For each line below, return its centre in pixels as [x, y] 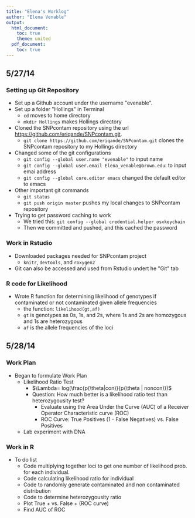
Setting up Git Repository [42, 90]
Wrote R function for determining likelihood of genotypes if [85, 297]
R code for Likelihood [37, 284]
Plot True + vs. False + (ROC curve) [66, 503]
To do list [25, 460]
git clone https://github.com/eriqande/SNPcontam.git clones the [104, 140]
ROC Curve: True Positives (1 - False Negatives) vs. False [110, 419]
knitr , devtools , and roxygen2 [59, 262]
